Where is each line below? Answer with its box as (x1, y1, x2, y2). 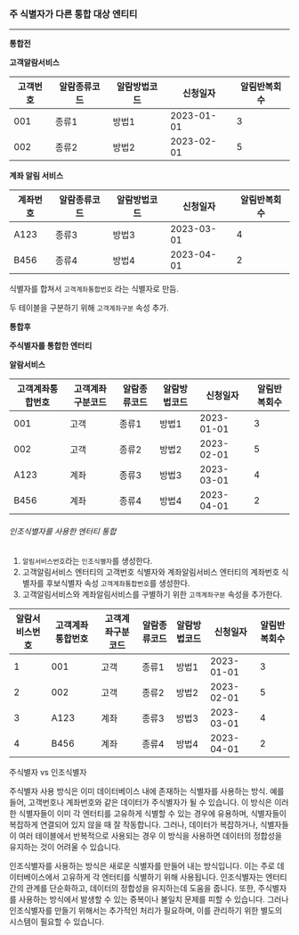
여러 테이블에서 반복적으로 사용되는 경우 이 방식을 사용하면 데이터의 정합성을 (18, 830, 283, 840)
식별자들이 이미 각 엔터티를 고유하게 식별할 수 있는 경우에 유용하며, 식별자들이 (18, 807, 287, 818)
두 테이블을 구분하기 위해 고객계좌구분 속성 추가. (9, 302, 169, 313)
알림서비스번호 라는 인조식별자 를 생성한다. (21, 555, 153, 566)
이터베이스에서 (9, 872, 61, 882)
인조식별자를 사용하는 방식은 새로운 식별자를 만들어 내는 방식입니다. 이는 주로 (9, 860, 276, 871)
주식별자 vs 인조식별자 (9, 766, 87, 777)
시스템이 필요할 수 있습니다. (9, 916, 105, 927)
